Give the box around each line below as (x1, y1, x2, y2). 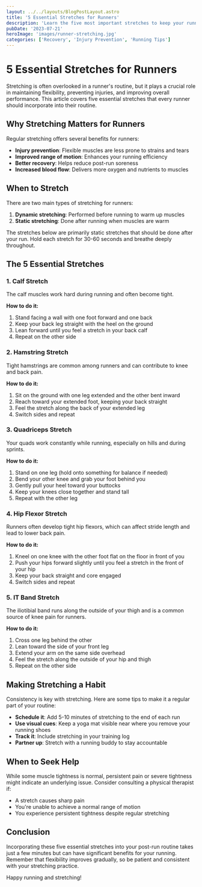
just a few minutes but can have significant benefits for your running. (6, 849, 177, 856)
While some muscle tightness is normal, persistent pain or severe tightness (6, 773, 192, 780)
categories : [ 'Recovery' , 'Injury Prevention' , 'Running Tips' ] (6, 37, 171, 43)
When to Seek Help (6, 757, 79, 767)
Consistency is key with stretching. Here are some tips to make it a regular (6, 695, 191, 703)
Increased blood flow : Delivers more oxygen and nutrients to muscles (14, 166, 189, 173)
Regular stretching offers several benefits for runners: (6, 135, 139, 142)
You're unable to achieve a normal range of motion (14, 803, 141, 811)
